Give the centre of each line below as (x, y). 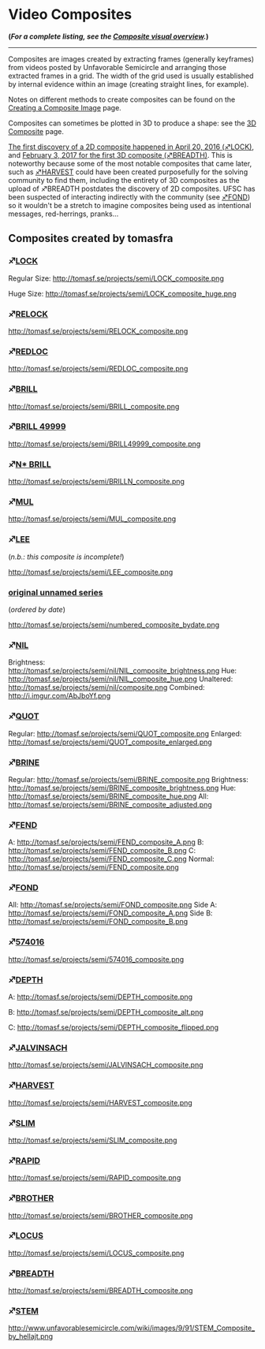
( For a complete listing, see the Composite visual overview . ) (108, 36)
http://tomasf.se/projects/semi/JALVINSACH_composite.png (106, 1065)
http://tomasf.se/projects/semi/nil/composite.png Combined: (106, 688)
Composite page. (36, 131)
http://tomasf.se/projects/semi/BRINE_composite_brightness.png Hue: (122, 788)
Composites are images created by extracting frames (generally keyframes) (131, 59)
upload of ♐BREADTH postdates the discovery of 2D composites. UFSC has (132, 188)
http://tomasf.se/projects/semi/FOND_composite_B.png (98, 922)
